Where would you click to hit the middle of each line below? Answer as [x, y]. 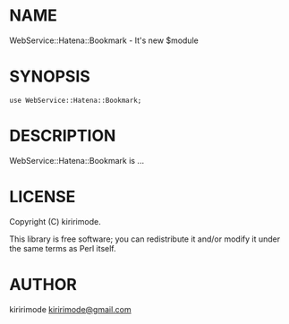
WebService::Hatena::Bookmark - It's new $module [104, 40]
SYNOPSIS [50, 77]
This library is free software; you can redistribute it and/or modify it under [145, 239]
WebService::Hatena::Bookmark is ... [77, 160]
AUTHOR [43, 284]
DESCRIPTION [63, 136]
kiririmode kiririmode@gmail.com [70, 309]
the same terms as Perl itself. [63, 248]
